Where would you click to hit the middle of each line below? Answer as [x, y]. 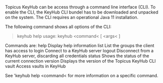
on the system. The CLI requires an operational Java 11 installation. [72, 17]
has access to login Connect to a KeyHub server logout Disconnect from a [79, 51]
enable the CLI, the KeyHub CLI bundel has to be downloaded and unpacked [82, 12]
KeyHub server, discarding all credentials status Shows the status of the [77, 56]
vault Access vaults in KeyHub [36, 66]
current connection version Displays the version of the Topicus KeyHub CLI [81, 61]
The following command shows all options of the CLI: [58, 27]
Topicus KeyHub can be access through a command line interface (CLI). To [80, 7]
